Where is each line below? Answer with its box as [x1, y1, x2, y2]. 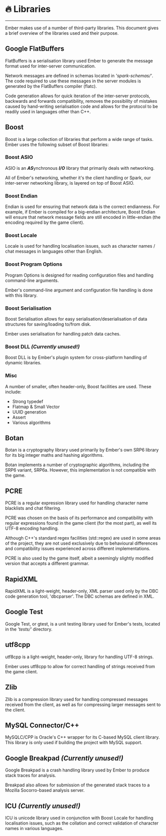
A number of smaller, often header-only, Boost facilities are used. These [5, 383, 152, 389]
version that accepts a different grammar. [5, 560, 89, 566]
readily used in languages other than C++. [5, 108, 91, 115]
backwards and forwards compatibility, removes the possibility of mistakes [5, 98, 158, 104]
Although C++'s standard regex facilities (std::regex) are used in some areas [5, 535, 161, 541]
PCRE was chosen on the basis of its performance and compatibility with [5, 515, 153, 521]
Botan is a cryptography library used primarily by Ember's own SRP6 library [5, 447, 159, 453]
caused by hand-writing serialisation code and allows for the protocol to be [5, 103, 158, 109]
